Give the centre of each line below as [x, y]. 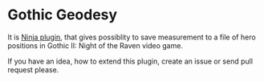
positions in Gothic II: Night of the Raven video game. [95, 45]
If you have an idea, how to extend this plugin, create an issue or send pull [130, 61]
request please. [33, 69]
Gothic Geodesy [63, 15]
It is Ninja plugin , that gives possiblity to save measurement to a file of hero [132, 37]
